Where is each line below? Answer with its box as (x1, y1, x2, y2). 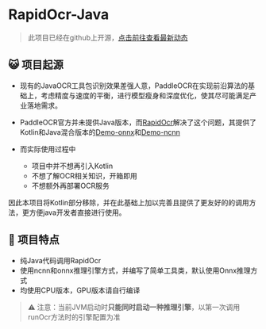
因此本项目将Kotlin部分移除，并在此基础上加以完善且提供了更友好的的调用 (8, 197, 249, 207)
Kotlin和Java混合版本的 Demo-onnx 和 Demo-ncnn (19, 127, 181, 136)
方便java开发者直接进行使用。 (29, 208, 126, 217)
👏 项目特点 (8, 233, 60, 247)
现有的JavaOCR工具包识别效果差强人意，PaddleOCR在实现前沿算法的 (19, 81, 249, 90)
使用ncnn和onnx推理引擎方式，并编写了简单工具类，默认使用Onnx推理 (19, 266, 252, 275)
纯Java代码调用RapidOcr (19, 255, 102, 265)
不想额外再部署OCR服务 (31, 181, 110, 190)
